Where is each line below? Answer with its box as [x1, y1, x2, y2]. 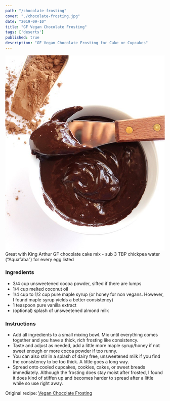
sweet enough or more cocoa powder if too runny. [12, 348, 117, 354]
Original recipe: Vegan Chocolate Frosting [5, 390, 93, 396]
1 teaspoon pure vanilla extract [12, 302, 77, 308]
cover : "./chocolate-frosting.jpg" [5, 13, 80, 19]
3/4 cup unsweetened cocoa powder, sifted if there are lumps [12, 280, 142, 287]
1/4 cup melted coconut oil [12, 286, 68, 292]
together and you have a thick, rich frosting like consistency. [12, 337, 139, 343]
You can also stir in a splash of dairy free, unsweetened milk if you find [12, 353, 160, 359]
